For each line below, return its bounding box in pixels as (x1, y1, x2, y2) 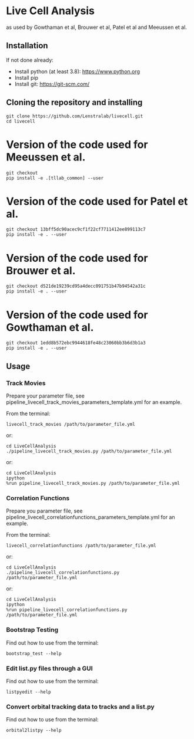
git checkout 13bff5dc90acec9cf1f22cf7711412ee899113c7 (6, 226, 146, 232)
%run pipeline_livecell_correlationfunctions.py (6, 607, 128, 613)
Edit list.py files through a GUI (6, 664, 93, 672)
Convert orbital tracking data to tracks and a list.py (6, 702, 155, 711)
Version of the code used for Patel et (6, 195, 188, 208)
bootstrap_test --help (6, 651, 62, 656)
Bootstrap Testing (6, 626, 59, 634)
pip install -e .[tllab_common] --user (6, 175, 104, 181)
